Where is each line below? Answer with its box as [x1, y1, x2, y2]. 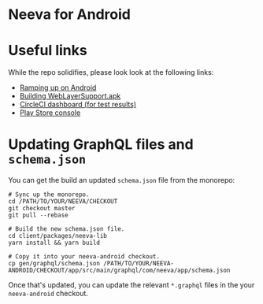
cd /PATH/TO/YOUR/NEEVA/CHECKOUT [8, 198, 118, 206]
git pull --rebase [8, 211, 69, 220]
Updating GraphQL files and [8, 135, 194, 154]
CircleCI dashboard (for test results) [19, 100, 136, 109]
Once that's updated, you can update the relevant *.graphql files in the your [8, 280, 255, 290]
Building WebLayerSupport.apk [19, 91, 121, 101]
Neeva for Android [8, 6, 131, 24]
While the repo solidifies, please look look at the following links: [8, 68, 214, 77]
